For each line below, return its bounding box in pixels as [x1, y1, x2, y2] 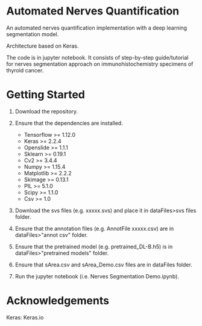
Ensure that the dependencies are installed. [14, 119, 124, 127]
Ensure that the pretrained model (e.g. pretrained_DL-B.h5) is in [14, 243, 173, 250]
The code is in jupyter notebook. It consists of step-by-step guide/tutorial [6, 54, 189, 61]
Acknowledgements [6, 294, 110, 308]
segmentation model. [6, 30, 59, 37]
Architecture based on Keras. [6, 42, 79, 49]
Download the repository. [14, 107, 78, 115]
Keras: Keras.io [6, 313, 44, 321]
